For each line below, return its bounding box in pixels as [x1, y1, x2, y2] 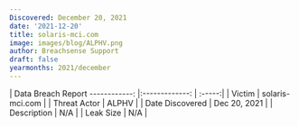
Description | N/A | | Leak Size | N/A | [9, 107, 148, 118]
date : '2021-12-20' [9, 22, 83, 31]
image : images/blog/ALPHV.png [9, 38, 124, 48]
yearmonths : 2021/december [9, 64, 111, 73]
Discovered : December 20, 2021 [9, 13, 127, 23]
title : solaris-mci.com [9, 30, 99, 39]
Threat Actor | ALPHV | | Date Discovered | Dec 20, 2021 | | [52, 97, 274, 108]
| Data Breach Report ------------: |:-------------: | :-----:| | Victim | [9, 87, 260, 99]
